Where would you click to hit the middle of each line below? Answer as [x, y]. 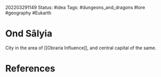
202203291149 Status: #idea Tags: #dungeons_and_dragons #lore [75, 7]
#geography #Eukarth [28, 13]
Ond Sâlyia [29, 34]
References [30, 69]
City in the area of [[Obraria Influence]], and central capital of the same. [81, 48]
